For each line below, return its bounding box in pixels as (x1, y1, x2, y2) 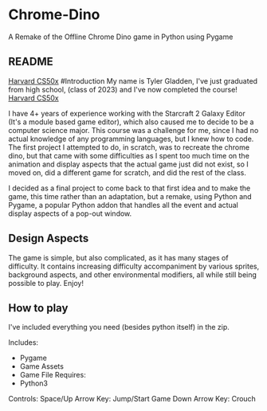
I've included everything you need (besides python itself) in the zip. (8, 323, 230, 332)
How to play (8, 301, 69, 315)
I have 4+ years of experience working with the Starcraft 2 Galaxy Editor (8, 108, 245, 118)
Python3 (19, 378, 48, 388)
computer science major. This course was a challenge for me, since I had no (8, 125, 259, 135)
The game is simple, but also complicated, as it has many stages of (8, 252, 229, 262)
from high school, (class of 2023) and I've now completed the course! (8, 84, 238, 94)
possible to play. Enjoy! (8, 278, 84, 288)
